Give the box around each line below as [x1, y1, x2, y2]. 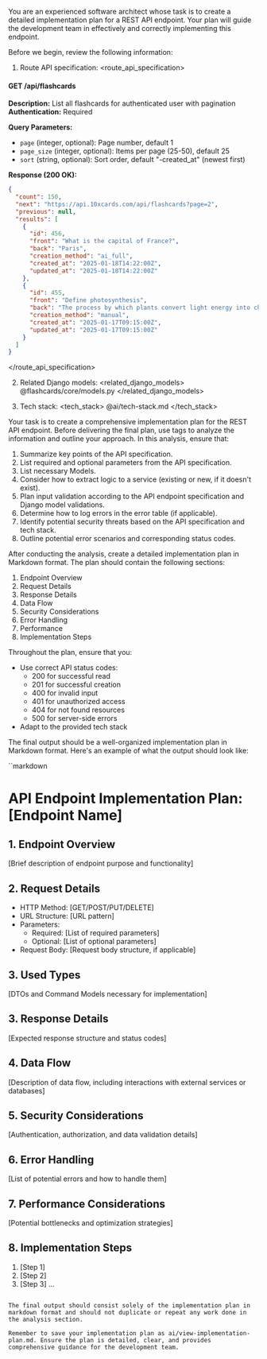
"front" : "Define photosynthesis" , [29, 296, 148, 304]
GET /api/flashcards [8, 81, 76, 91]
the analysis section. [8, 1315, 83, 1323]
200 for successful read [31, 672, 111, 681]
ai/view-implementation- [168, 1329, 250, 1338]
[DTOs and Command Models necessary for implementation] [8, 989, 208, 998]
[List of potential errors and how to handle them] [8, 1174, 167, 1183]
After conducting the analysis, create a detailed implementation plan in [8, 549, 240, 559]
